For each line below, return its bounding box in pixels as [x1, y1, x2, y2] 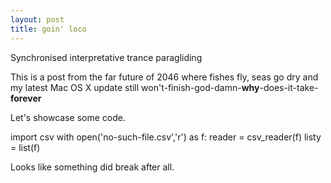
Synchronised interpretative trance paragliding [10, 51, 203, 63]
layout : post [10, 14, 65, 25]
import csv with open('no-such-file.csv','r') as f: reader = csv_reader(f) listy [10, 131, 322, 143]
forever [10, 92, 42, 104]
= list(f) [10, 141, 41, 153]
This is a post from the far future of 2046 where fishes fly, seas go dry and [10, 71, 319, 83]
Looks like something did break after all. [10, 161, 175, 173]
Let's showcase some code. [10, 111, 126, 123]
